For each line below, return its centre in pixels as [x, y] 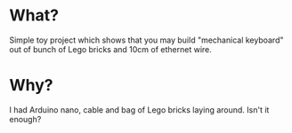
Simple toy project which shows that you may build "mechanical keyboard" [146, 40]
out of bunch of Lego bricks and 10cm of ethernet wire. [110, 49]
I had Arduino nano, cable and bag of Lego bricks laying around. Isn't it [139, 110]
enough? [25, 119]
